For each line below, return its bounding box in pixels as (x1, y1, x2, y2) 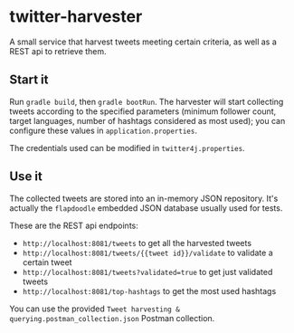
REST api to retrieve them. (9, 45, 107, 56)
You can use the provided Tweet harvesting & (9, 303, 181, 314)
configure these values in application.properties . (9, 125, 197, 136)
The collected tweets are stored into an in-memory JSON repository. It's (9, 193, 279, 204)
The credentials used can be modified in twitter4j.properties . (9, 142, 246, 153)
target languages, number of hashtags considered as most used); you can (9, 115, 286, 126)
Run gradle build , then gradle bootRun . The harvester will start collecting (9, 96, 284, 107)
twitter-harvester (9, 6, 143, 27)
